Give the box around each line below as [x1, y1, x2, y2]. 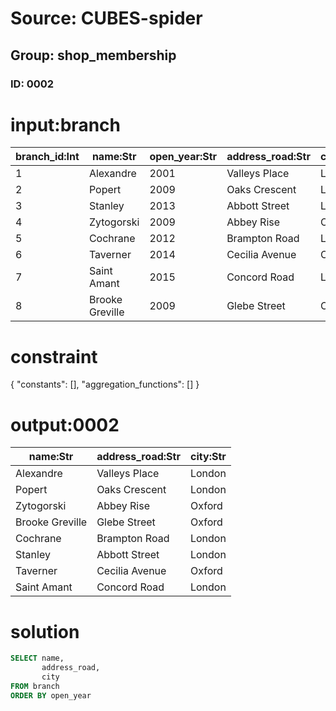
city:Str [190, 450, 227, 464]
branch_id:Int [15, 150, 80, 164]
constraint [10, 345, 98, 368]
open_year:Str [149, 150, 218, 164]
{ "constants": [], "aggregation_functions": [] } [10, 378, 200, 391]
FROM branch [10, 681, 60, 691]
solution [10, 620, 80, 643]
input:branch [10, 113, 121, 136]
